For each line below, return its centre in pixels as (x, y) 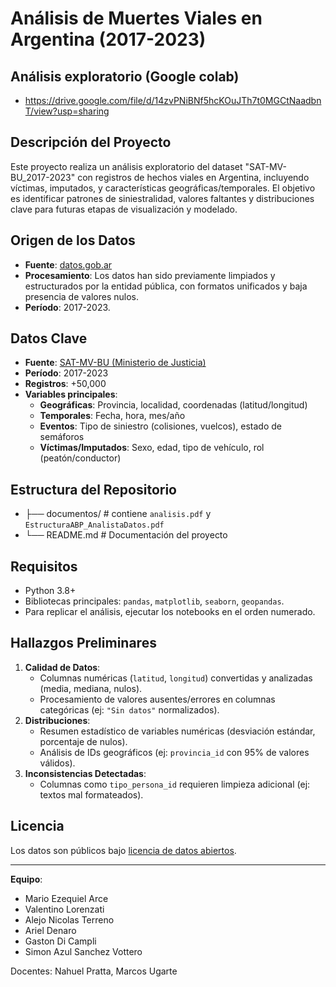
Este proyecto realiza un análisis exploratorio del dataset (126, 166)
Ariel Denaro (50, 930)
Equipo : (26, 879)
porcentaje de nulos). (83, 741)
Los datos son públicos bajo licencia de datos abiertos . (123, 850)
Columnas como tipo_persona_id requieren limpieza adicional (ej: (175, 784)
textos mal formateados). (91, 794)
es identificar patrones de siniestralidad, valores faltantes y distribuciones (162, 198)
